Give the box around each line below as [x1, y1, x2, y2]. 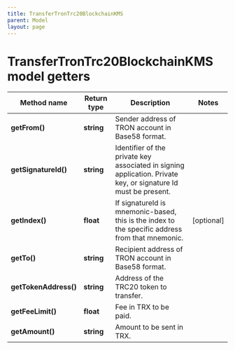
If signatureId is [115, 198, 166, 208]
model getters [7, 68, 91, 84]
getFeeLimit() [10, 307, 57, 316]
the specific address [115, 225, 183, 234]
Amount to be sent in [115, 323, 184, 332]
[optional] [192, 216, 225, 225]
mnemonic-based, [115, 207, 177, 217]
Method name [20, 98, 68, 108]
